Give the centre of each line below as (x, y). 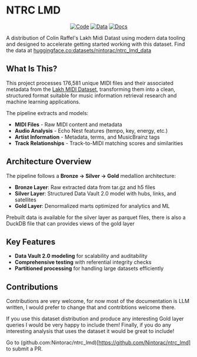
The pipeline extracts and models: (47, 113)
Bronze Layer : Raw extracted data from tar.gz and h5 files (85, 187)
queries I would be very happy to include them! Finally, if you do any (89, 325)
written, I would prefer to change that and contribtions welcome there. (91, 307)
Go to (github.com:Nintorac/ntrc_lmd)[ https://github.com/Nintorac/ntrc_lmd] (98, 343)
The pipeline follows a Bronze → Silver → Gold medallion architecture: (91, 176)
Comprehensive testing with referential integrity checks (83, 262)
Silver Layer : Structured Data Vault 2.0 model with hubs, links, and (95, 193)
